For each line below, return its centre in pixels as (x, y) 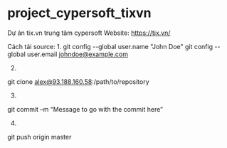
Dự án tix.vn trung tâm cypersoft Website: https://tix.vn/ (89, 33)
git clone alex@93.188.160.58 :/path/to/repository (78, 81)
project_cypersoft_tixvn (79, 13)
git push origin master (39, 137)
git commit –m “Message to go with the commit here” (85, 109)
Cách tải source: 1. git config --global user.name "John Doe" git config (110, 46)
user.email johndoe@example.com (78, 54)
